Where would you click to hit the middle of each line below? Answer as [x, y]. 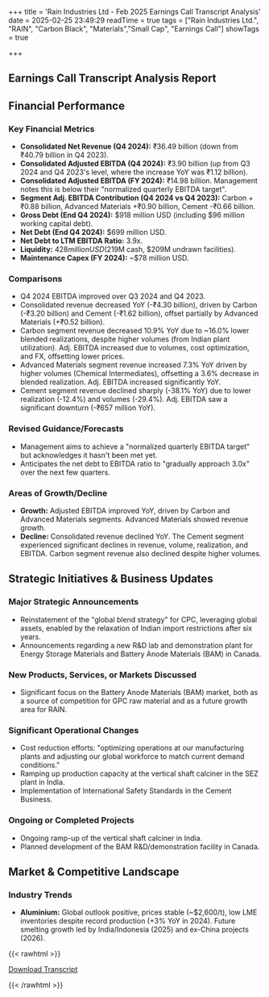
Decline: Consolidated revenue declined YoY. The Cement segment [132, 536]
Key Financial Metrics [52, 128]
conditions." [40, 765]
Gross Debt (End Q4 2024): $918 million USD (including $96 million [132, 215]
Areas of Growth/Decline [58, 493]
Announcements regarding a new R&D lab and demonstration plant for [137, 645]
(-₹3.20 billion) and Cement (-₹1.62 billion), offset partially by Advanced [139, 313]
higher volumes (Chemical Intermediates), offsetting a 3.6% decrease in [139, 374]
